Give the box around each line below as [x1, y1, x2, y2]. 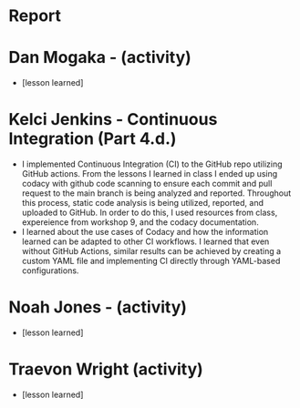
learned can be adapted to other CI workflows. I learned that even [21, 236, 270, 247]
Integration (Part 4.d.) [8, 128, 177, 149]
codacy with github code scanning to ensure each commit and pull [21, 178, 273, 189]
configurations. [21, 265, 79, 276]
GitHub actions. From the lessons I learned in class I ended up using [21, 168, 278, 179]
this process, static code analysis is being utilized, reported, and [21, 198, 264, 209]
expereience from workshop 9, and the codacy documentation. [21, 217, 259, 228]
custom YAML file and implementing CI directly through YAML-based [21, 256, 281, 267]
